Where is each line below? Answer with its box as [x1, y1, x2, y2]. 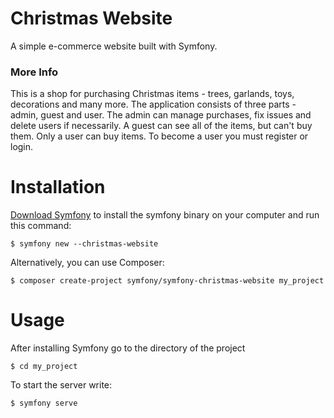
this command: [10, 220, 72, 232]
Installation [10, 176, 106, 199]
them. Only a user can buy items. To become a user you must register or [10, 130, 309, 142]
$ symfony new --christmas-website [10, 239, 159, 249]
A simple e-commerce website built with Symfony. [10, 40, 218, 52]
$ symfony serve [10, 398, 78, 409]
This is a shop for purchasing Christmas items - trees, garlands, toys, [10, 88, 295, 100]
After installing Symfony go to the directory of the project [10, 342, 246, 354]
